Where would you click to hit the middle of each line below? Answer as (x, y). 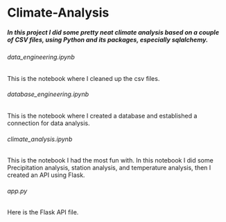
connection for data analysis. (49, 123)
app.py (17, 191)
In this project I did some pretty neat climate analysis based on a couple (113, 32)
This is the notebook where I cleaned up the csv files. (84, 78)
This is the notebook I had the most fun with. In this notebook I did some (110, 160)
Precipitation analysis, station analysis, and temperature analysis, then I (109, 168)
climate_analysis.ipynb (40, 139)
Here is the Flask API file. (43, 212)
